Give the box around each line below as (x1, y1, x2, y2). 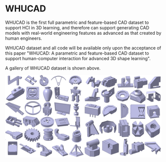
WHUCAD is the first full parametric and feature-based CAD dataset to (5, 19, 149, 25)
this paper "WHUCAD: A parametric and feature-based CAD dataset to (5, 50, 150, 56)
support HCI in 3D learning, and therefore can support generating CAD (5, 24, 150, 30)
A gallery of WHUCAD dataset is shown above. (5, 65, 101, 71)
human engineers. (5, 35, 42, 41)
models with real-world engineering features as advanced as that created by (5, 30, 162, 36)
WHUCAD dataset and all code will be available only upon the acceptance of (5, 45, 162, 51)
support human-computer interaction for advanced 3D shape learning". (5, 55, 151, 61)
